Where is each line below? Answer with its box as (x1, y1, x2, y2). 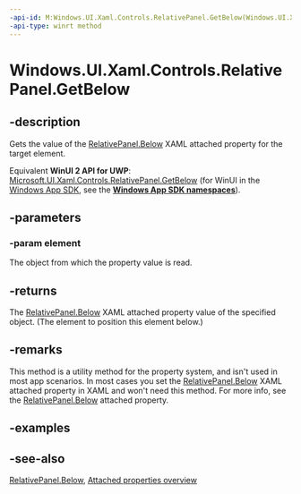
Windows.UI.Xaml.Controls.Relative (9, 60, 283, 81)
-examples (9, 421, 71, 436)
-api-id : (9, 13, 42, 22)
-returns (9, 283, 57, 298)
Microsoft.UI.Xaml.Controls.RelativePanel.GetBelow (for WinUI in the (9, 175, 261, 185)
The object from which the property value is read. (9, 257, 193, 268)
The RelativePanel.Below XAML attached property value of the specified (9, 307, 276, 318)
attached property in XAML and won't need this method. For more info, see (9, 385, 287, 396)
